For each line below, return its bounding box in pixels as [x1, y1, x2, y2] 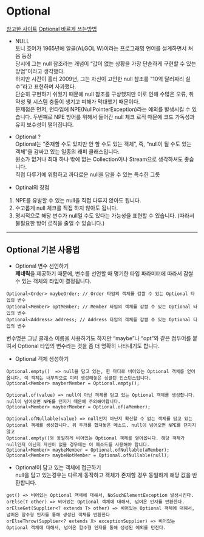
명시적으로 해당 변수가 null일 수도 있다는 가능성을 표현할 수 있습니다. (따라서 [15, 212, 194, 219]
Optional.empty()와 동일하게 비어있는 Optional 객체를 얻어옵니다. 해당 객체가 [6, 435, 185, 441]
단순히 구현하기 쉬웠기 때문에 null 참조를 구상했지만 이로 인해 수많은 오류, [15, 90, 188, 98]
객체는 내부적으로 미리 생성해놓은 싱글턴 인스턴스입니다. [31, 375, 152, 381]
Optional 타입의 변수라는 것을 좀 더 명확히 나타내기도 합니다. [17, 342, 160, 349]
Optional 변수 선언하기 [15, 262, 69, 269]
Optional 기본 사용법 [6, 245, 80, 255]
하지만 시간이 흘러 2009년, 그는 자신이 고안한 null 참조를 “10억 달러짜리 [15, 75, 185, 82]
